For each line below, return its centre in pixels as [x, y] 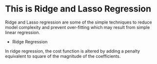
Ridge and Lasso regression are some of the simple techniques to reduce [78, 22]
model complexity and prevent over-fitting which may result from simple [78, 27]
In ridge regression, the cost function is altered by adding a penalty [73, 51]
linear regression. [23, 32]
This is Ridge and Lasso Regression [78, 9]
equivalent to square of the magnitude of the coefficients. [63, 56]
